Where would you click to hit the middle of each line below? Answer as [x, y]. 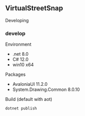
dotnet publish [21, 108]
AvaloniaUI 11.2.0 [30, 84]
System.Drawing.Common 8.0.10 [46, 89]
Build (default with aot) [29, 99]
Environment [18, 44]
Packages [16, 74]
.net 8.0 [20, 54]
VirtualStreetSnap [34, 8]
